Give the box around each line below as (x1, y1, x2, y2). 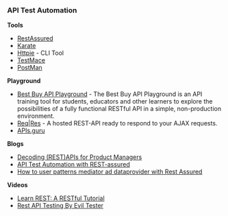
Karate (16, 42, 36, 50)
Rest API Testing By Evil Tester (16, 202, 104, 210)
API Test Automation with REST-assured (16, 160, 130, 169)
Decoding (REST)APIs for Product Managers (16, 153, 142, 161)
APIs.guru (16, 126, 45, 135)
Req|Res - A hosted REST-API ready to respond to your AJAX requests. (16, 119, 218, 128)
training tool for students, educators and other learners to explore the (16, 97, 213, 106)
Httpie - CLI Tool (16, 49, 64, 57)
